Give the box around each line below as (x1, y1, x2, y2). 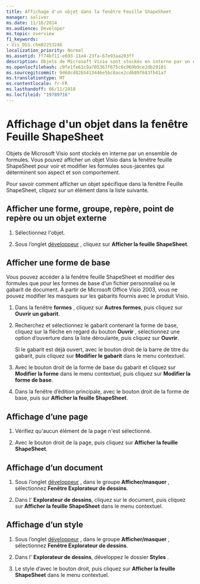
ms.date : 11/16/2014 (6, 20, 58, 26)
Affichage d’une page (6, 411, 88, 421)
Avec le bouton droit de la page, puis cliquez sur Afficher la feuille (14, 439, 179, 446)
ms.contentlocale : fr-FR (6, 81, 68, 87)
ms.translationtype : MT (6, 75, 65, 81)
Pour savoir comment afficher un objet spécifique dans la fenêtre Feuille (6, 180, 183, 188)
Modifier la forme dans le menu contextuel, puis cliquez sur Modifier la (14, 370, 191, 377)
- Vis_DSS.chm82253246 (6, 42, 62, 48)
